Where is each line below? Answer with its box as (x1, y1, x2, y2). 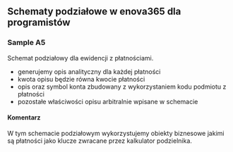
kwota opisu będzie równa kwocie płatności (17, 75, 145, 83)
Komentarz (7, 113, 41, 122)
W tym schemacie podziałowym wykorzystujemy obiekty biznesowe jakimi (7, 129, 225, 137)
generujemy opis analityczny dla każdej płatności (17, 67, 161, 76)
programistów (7, 17, 71, 29)
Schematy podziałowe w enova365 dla (7, 6, 181, 18)
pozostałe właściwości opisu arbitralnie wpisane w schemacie (17, 97, 198, 106)
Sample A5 (7, 38, 46, 48)
